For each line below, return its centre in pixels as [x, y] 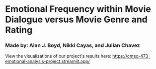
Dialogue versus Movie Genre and [76, 19]
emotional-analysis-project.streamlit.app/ [48, 61]
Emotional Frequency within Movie [78, 9]
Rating [19, 30]
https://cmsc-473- [131, 56]
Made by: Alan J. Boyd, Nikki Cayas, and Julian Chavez [73, 45]
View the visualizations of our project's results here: [58, 56]
